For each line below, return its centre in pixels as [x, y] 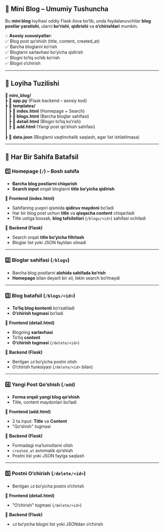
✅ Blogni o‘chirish [23, 63]
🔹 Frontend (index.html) [30, 199]
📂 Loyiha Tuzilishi [32, 84]
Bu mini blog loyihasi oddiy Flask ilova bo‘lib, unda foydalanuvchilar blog [78, 21]
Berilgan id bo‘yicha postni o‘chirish [48, 486]
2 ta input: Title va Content [40, 421]
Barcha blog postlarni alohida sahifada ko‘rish [59, 273]
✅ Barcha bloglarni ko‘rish [31, 47]
